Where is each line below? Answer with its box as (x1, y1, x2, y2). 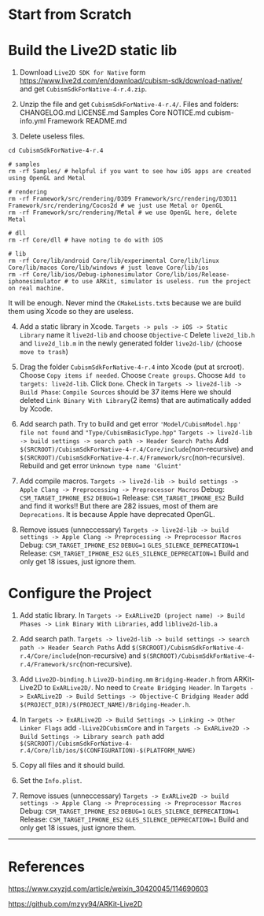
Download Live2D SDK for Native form (19, 68, 146, 77)
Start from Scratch (8, 6, 132, 24)
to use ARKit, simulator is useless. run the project (71, 278, 251, 286)
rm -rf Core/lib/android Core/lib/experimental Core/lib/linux (8, 257, 220, 265)
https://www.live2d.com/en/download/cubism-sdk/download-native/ (19, 76, 243, 86)
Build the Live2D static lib (8, 42, 178, 60)
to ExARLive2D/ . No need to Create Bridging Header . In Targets (44, 683, 247, 693)
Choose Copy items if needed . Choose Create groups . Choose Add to (19, 371, 246, 380)
